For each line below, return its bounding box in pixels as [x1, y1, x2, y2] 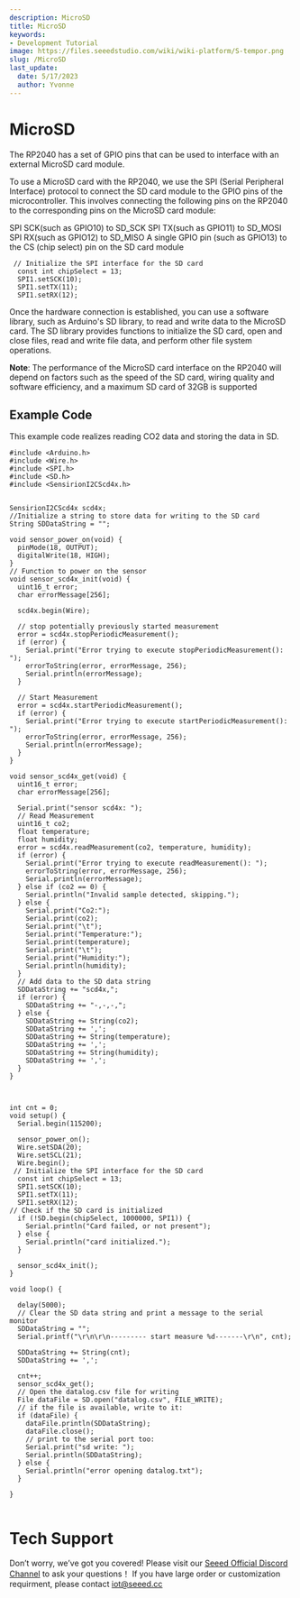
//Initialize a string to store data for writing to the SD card [9, 511, 259, 521]
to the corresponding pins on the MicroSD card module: [9, 205, 216, 216]
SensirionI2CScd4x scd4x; [9, 504, 106, 513]
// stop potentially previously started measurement [17, 622, 220, 631]
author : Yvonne [17, 80, 75, 89]
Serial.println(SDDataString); [25, 1451, 143, 1460]
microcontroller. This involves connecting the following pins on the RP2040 [9, 195, 288, 206]
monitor [9, 1317, 39, 1326]
